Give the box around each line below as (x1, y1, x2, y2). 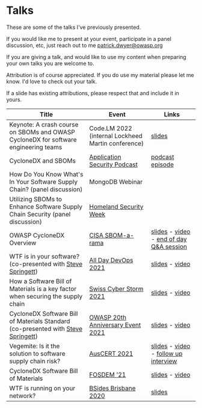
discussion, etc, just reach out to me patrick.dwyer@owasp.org (6, 42, 164, 49)
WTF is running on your (9, 384, 76, 392)
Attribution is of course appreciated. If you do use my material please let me (6, 71, 194, 78)
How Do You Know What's (9, 170, 84, 178)
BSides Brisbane (89, 384, 136, 392)
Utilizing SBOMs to (9, 195, 62, 203)
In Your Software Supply (9, 177, 78, 186)
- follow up (151, 349, 183, 357)
